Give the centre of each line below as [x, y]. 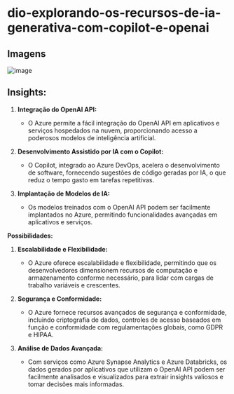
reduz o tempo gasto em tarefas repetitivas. [91, 179]
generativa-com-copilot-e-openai [108, 28]
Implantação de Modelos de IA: [64, 193]
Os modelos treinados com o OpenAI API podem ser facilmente [119, 207]
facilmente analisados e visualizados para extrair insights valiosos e [126, 376]
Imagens [27, 54]
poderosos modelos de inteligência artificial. [92, 137]
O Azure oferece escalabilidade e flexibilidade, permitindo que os [122, 263]
